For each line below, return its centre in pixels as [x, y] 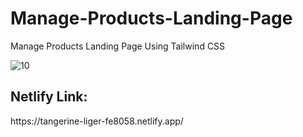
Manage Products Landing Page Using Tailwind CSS [118, 46]
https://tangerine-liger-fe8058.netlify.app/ [97, 121]
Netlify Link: [49, 97]
